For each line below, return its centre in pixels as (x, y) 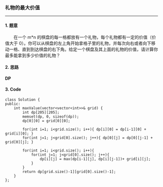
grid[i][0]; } (19, 133)
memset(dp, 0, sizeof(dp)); (51, 117)
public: (13, 104)
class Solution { (23, 100)
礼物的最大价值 (23, 7)
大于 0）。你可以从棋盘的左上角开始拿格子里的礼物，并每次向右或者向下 (80, 43)
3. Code (13, 89)
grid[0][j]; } (19, 142)
